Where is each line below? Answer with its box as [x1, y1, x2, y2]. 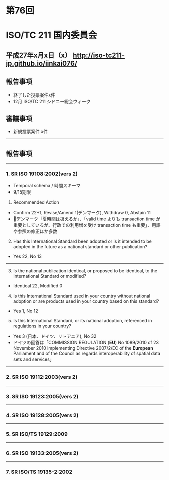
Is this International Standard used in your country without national [13, 293, 151, 299]
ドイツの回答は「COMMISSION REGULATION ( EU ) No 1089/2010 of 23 [13, 339, 159, 345]
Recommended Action [13, 199, 59, 205]
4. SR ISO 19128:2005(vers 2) [6, 412, 79, 419]
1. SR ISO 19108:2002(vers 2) [6, 170, 78, 177]
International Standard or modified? [13, 273, 87, 279]
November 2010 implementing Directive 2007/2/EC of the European [13, 345, 153, 351]
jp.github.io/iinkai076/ [6, 59, 77, 68]
